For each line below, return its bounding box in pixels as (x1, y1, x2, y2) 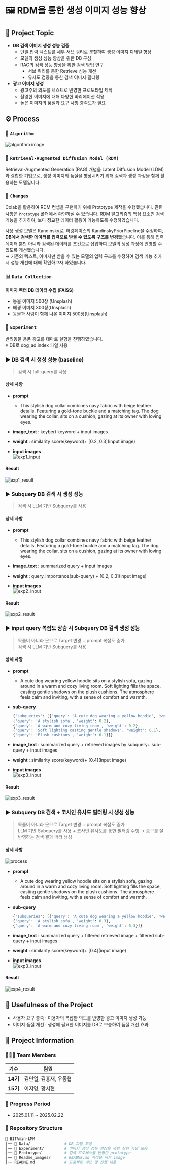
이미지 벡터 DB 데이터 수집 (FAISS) (5, 287, 74, 293)
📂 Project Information (5, 1036, 74, 1045)
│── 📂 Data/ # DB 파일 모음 (5, 1141, 92, 1146)
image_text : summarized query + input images (12, 563, 112, 569)
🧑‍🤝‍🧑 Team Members (5, 1051, 56, 1058)
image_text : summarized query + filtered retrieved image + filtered (12, 933, 154, 939)
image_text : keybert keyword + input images (12, 429, 108, 435)
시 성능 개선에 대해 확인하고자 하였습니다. (5, 260, 87, 266)
